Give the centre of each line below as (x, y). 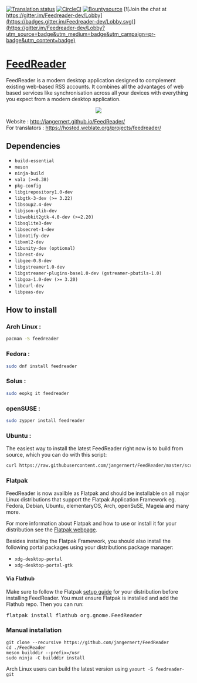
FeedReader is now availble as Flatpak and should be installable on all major (98, 493)
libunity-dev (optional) (45, 248)
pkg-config (28, 186)
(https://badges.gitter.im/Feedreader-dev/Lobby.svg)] (71, 21)
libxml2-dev (29, 242)
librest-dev (29, 255)
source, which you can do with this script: (57, 455)
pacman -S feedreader (33, 339)
